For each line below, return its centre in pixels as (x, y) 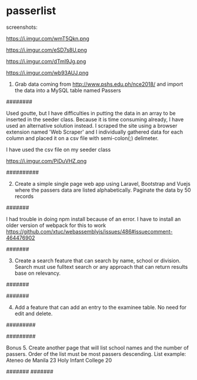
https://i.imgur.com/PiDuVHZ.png (46, 161)
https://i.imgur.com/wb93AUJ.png (47, 72)
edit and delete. (34, 314)
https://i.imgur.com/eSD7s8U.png (46, 50)
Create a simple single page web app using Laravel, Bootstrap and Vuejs (103, 184)
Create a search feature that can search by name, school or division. (98, 261)
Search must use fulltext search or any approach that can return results (101, 266)
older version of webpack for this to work (56, 225)
